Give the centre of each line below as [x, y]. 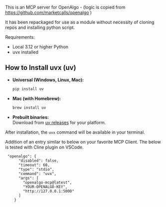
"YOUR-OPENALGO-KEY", [45, 187]
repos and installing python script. [40, 27]
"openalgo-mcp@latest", [47, 182]
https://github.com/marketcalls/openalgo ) [48, 12]
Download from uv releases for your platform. [59, 122]
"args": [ [28, 178]
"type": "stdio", [36, 169]
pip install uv [28, 89]
